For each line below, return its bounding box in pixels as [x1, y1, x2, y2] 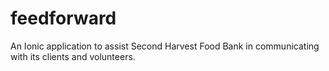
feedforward [10, 7, 117, 30]
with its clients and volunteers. [10, 50, 136, 62]
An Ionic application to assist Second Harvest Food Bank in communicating [10, 40, 320, 52]
